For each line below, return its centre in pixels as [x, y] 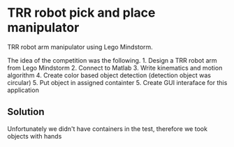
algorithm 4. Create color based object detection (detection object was [109, 75]
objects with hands [35, 136]
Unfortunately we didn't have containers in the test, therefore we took [108, 129]
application [23, 90]
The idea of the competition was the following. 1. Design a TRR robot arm [112, 60]
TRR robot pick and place [81, 13]
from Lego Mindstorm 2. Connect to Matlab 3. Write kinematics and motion [115, 68]
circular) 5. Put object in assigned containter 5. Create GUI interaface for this [117, 82]
